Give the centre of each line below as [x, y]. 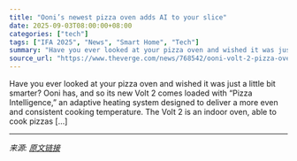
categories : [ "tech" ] [49, 34]
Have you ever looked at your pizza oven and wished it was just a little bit [142, 84]
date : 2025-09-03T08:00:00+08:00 [71, 26]
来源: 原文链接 [34, 148]
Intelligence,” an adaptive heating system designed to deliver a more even [144, 102]
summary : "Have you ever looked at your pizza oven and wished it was [142, 50]
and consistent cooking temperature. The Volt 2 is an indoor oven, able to [143, 112]
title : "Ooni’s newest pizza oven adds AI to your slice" [118, 17]
